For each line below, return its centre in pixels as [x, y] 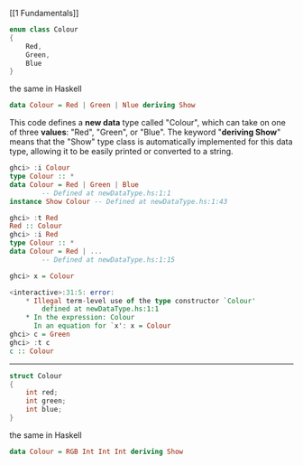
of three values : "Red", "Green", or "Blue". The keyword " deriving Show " [145, 132]
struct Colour [36, 376]
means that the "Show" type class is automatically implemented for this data [151, 142]
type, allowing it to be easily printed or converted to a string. [121, 152]
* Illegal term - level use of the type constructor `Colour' [141, 301]
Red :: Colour [36, 226]
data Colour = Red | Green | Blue [74, 184]
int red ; [42, 393]
